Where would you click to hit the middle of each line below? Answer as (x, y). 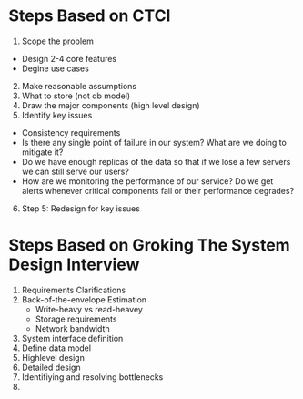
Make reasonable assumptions (79, 86)
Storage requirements (76, 319)
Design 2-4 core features (69, 58)
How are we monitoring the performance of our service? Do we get (147, 181)
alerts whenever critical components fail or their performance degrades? (158, 190)
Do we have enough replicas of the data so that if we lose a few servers (156, 161)
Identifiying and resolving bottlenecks (92, 377)
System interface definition (72, 338)
